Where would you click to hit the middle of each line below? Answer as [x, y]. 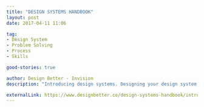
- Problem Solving [29, 45]
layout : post [23, 18]
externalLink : [24, 95]
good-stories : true [31, 67]
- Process [19, 51]
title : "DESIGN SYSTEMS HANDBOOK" [50, 12]
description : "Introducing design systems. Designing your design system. [103, 84]
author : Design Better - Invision [50, 78]
